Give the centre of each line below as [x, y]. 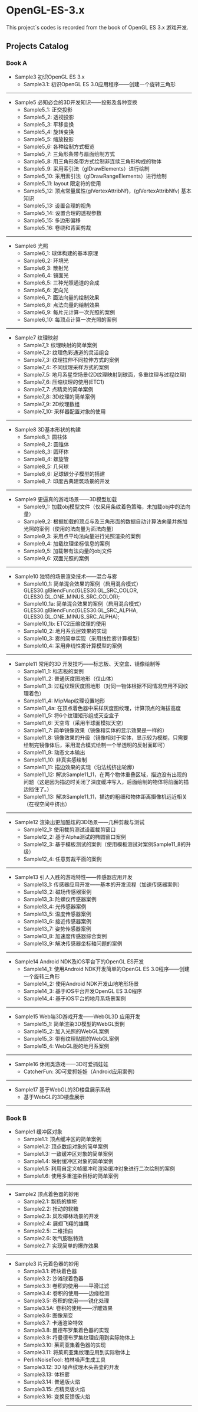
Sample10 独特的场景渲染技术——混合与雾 [66, 576]
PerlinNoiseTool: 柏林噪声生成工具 [65, 1359]
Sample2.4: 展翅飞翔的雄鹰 [56, 1223]
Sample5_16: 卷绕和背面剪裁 [57, 227]
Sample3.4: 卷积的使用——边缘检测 [67, 1293]
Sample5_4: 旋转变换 [49, 132]
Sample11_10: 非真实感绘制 [55, 760]
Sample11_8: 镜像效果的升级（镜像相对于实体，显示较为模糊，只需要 [106, 737]
